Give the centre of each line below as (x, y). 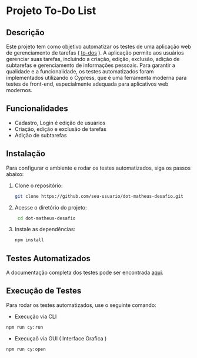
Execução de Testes (44, 291)
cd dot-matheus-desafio (46, 218)
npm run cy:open (26, 349)
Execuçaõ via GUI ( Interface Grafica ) (61, 338)
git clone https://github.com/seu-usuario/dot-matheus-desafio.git (99, 196)
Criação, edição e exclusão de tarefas (61, 129)
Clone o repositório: (39, 185)
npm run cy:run (25, 327)
